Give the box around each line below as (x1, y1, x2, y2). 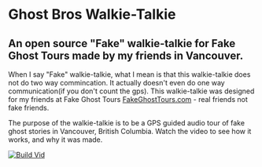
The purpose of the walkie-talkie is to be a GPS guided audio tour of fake (8, 118, 245, 127)
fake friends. (8, 103, 50, 112)
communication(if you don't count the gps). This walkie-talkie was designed (8, 86, 255, 96)
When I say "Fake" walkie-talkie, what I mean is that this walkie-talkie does (8, 70, 251, 79)
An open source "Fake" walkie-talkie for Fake (8, 37, 236, 50)
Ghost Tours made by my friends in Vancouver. (8, 49, 244, 62)
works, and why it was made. (8, 135, 103, 144)
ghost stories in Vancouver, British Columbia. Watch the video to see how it (8, 127, 252, 136)
